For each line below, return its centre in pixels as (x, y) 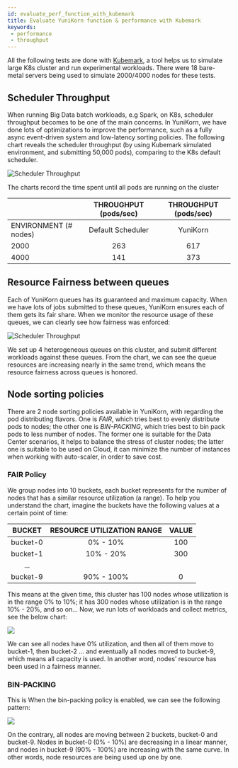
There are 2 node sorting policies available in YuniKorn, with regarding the (115, 411)
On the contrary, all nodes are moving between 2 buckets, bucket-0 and (113, 735)
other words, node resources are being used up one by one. (95, 757)
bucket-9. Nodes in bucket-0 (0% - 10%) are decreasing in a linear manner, (118, 742)
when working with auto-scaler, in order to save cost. (85, 457)
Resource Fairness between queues (88, 283)
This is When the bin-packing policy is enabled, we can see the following (114, 700)
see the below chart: (37, 617)
